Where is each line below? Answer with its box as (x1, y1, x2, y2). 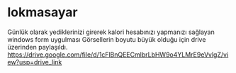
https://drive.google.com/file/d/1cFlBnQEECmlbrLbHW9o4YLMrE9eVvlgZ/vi (7, 50, 229, 59)
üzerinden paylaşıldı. (7, 43, 68, 51)
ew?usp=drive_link (7, 57, 62, 66)
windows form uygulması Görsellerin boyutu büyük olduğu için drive (7, 35, 206, 43)
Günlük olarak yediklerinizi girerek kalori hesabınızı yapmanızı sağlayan (7, 28, 215, 36)
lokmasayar (7, 4, 78, 21)
